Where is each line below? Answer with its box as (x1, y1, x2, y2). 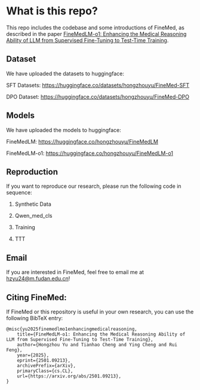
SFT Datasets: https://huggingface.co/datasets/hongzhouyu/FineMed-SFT (6, 81, 190, 89)
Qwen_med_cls (14, 212, 53, 220)
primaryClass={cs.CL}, (17, 368, 73, 374)
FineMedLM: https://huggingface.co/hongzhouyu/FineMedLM (6, 138, 158, 145)
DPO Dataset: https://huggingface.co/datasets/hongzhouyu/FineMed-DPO (6, 93, 190, 100)
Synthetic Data (14, 200, 52, 208)
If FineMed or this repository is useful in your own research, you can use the (6, 308, 194, 315)
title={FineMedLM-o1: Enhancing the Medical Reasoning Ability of (17, 331, 186, 337)
